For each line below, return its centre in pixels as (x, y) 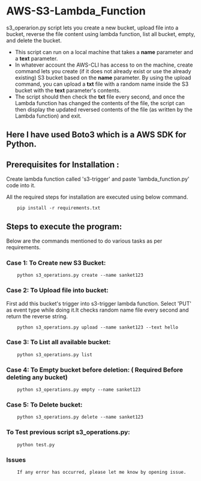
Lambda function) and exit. (48, 116)
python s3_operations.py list (55, 355)
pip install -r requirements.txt (59, 208)
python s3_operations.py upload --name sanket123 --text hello (98, 327)
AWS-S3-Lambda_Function (76, 11)
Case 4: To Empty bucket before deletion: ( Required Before (95, 369)
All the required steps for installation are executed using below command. (97, 197)
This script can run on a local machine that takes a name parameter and (104, 52)
